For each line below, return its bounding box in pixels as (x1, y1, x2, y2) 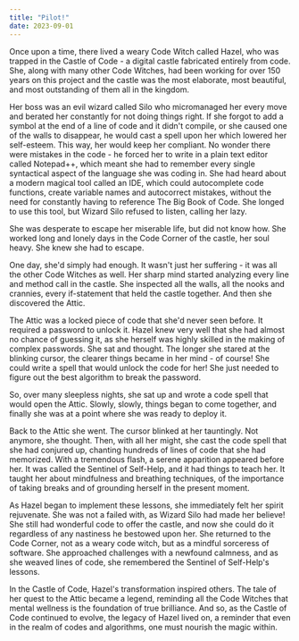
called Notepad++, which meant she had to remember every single (9, 158, 256, 169)
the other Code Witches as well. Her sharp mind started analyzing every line (9, 269, 290, 280)
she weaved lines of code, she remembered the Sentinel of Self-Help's (9, 556, 270, 568)
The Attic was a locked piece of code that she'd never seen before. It (9, 315, 263, 325)
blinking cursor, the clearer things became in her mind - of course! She (9, 352, 270, 363)
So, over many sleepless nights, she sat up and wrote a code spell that (9, 389, 270, 400)
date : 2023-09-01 (9, 21, 74, 30)
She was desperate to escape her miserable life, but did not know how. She (9, 223, 287, 233)
